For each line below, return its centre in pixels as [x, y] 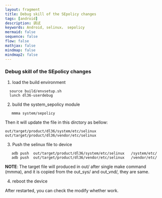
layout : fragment [23, 9]
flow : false [17, 41]
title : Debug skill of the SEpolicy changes [51, 14]
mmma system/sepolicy [33, 113]
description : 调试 [23, 23]
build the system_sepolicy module [46, 104]
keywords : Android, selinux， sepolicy [45, 28]
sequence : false [21, 37]
